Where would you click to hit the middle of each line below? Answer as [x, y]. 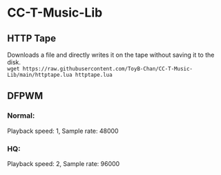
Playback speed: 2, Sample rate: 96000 [64, 163]
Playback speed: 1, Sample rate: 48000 [63, 131]
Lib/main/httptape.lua [40, 75]
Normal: [21, 116]
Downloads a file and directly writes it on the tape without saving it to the [111, 55]
